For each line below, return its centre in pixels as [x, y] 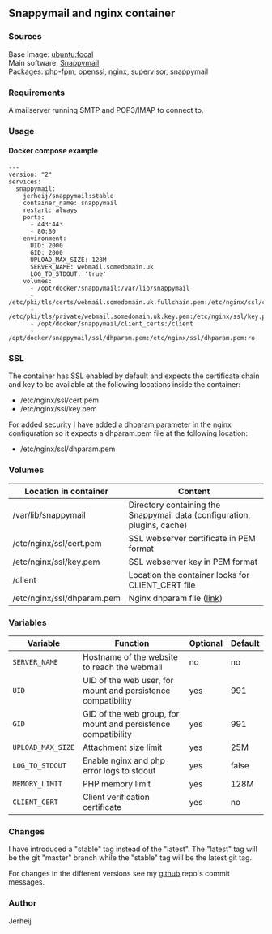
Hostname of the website [130, 657]
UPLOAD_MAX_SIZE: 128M [68, 260]
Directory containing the [174, 505]
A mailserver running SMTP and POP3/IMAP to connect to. [106, 110]
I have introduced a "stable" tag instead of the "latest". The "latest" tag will [133, 849]
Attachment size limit [122, 747]
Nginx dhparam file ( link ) [175, 598]
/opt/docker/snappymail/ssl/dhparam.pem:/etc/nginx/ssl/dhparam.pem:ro [132, 338]
